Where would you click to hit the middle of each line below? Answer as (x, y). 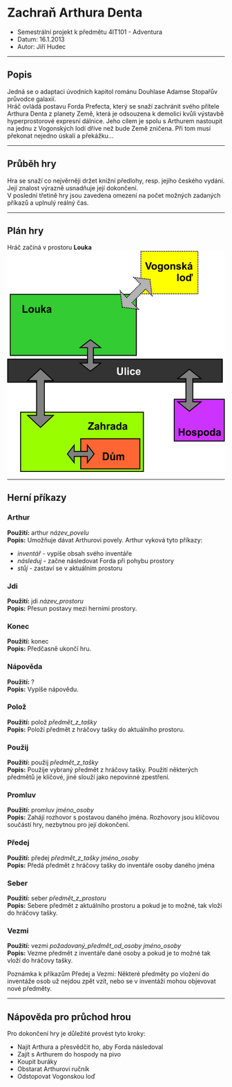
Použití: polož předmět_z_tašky (52, 722)
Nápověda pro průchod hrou (69, 1017)
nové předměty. (29, 989)
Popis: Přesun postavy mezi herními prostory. (72, 608)
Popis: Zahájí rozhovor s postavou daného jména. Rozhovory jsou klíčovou (113, 817)
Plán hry (26, 231)
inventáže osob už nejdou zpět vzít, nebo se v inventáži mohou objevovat (112, 981)
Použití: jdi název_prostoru (46, 601)
